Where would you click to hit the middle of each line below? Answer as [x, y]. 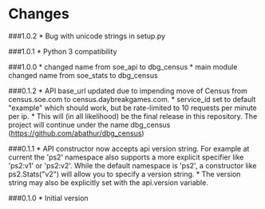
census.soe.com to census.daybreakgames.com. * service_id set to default [132, 99]
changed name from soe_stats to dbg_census [83, 75]
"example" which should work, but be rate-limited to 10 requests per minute [132, 108]
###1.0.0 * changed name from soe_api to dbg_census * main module [123, 67]
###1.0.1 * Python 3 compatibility [63, 51]
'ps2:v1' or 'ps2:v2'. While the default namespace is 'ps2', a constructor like [132, 165]
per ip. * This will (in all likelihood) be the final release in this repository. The [133, 116]
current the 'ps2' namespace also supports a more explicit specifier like [126, 157]
